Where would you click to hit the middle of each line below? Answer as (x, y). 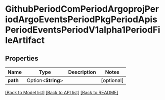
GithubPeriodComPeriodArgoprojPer (82, 9)
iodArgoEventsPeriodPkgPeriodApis (81, 19)
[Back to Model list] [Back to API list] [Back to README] (62, 92)
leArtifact (25, 40)
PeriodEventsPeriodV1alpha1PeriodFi (83, 30)
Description (82, 72)
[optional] (112, 80)
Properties (22, 58)
